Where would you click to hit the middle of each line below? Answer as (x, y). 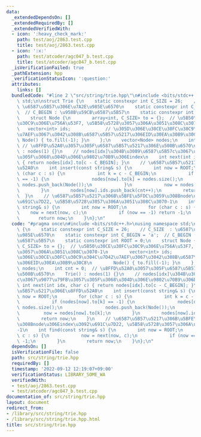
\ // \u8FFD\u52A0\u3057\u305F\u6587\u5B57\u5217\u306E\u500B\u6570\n (107, 146)
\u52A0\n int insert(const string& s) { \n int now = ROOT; (106, 168)
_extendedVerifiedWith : (41, 29)
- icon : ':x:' (29, 51)
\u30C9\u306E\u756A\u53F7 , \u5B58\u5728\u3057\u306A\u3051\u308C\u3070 (108, 124)
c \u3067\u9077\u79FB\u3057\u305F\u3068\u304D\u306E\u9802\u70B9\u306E (107, 280)
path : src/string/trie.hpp (45, 358)
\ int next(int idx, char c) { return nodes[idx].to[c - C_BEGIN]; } (106, 285)
